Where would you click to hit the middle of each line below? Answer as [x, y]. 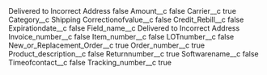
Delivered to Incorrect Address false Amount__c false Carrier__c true [123, 11]
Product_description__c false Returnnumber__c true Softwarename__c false [133, 54]
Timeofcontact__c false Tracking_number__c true [90, 62]
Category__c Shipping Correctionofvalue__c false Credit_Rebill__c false [126, 19]
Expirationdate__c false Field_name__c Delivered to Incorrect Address [124, 28]
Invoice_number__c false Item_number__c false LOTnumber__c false [121, 37]
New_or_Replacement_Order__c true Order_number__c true [107, 45]
